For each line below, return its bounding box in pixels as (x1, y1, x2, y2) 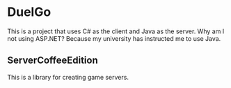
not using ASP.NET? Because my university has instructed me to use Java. (7, 34, 221, 42)
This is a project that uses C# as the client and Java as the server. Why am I (7, 27, 225, 35)
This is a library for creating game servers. (7, 73, 129, 81)
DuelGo (7, 4, 51, 20)
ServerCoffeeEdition (7, 55, 99, 67)
